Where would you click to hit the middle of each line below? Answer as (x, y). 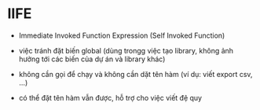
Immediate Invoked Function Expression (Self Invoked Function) (122, 35)
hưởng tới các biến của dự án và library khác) (92, 59)
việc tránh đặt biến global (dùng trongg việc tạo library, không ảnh (126, 50)
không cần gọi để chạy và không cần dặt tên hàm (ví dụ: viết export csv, (135, 74)
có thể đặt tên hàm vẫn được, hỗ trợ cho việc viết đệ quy (110, 97)
